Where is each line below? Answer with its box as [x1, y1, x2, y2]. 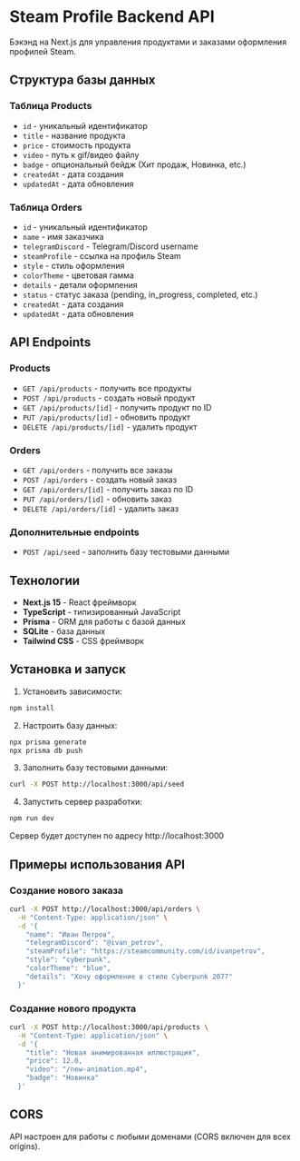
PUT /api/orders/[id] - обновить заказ [22, 493, 172, 504]
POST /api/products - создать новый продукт [22, 392, 196, 403]
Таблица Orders [9, 201, 83, 213]
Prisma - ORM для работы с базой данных [22, 616, 186, 628]
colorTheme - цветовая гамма [22, 270, 134, 281]
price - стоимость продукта [22, 139, 131, 151]
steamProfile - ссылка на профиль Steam [22, 250, 181, 261]
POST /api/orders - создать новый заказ [22, 474, 178, 485]
